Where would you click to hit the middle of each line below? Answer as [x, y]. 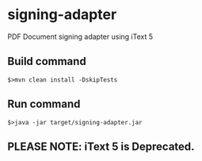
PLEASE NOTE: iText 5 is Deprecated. [101, 146]
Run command [44, 104]
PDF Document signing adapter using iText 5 [80, 36]
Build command [47, 61]
